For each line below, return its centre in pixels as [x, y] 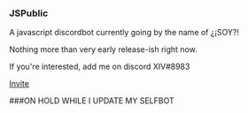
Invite [19, 84]
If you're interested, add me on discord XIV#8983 [100, 67]
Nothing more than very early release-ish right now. [103, 49]
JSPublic [29, 13]
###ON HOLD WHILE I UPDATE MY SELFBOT [92, 101]
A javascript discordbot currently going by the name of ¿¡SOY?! [124, 33]
